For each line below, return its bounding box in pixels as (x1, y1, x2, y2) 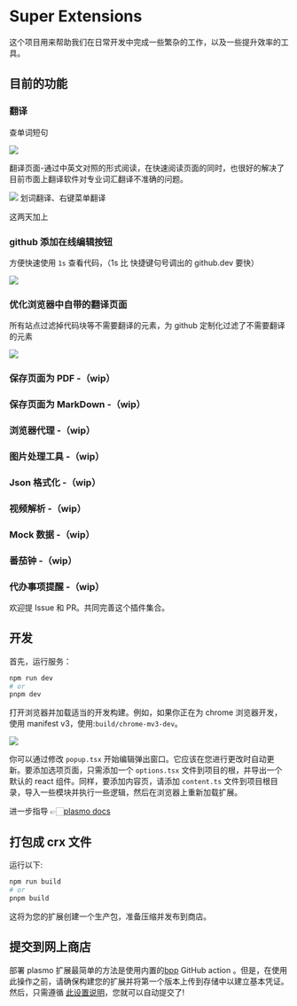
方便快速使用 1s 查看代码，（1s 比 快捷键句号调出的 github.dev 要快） (9, 257, 260, 268)
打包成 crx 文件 (9, 834, 92, 849)
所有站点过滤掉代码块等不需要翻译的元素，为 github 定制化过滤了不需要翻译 (9, 320, 285, 331)
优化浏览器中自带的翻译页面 (9, 298, 128, 310)
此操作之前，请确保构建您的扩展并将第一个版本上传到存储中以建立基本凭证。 (9, 976, 289, 986)
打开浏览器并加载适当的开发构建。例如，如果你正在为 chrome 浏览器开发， (9, 707, 283, 718)
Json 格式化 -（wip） (9, 476, 101, 489)
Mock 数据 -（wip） (9, 528, 95, 540)
